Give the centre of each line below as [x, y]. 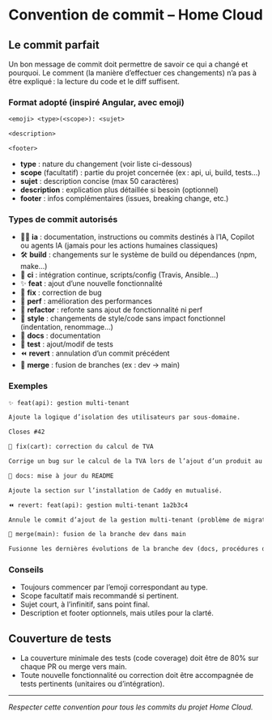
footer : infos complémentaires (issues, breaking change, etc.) [124, 198]
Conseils [26, 570]
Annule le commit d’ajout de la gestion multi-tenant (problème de [125, 520]
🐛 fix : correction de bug [61, 292]
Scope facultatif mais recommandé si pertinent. [100, 596]
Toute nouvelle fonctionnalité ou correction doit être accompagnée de [137, 675]
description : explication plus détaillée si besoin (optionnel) [119, 190]
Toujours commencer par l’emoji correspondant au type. [114, 587]
